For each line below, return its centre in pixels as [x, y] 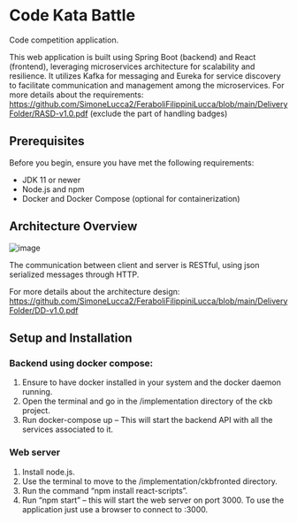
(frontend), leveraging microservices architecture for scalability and [132, 66]
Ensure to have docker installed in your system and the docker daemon [151, 382]
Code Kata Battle [72, 15]
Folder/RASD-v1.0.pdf [49, 113]
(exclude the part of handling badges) [159, 113]
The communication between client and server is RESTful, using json [134, 265]
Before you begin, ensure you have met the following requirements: [132, 162]
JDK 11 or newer [51, 180]
